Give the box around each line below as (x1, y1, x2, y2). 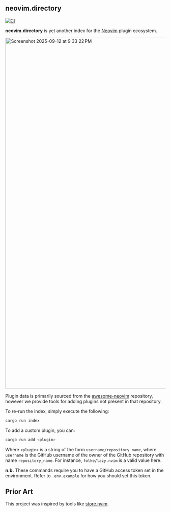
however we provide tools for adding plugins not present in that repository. (5, 398, 162, 404)
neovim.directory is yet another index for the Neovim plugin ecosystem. (5, 28, 158, 34)
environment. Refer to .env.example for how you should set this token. (5, 472, 152, 479)
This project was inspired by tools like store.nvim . (5, 501, 109, 507)
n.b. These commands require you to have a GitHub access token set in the (5, 467, 164, 473)
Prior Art (5, 487, 33, 496)
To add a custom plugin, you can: (5, 427, 75, 433)
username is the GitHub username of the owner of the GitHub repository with (5, 452, 164, 458)
